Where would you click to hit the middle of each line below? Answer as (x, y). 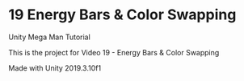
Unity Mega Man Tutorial (49, 37)
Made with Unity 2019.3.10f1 (55, 68)
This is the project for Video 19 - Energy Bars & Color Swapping (114, 52)
